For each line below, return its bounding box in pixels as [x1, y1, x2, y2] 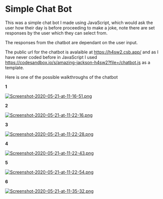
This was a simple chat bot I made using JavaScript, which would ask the [5, 20, 153, 25]
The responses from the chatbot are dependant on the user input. [5, 39, 138, 45]
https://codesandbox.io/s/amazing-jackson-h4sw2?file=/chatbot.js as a [5, 59, 151, 65]
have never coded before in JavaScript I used [5, 54, 97, 60]
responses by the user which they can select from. [5, 30, 108, 36]
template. [5, 65, 25, 71]
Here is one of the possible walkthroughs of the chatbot [5, 74, 118, 80]
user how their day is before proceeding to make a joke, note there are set [5, 25, 155, 30]
